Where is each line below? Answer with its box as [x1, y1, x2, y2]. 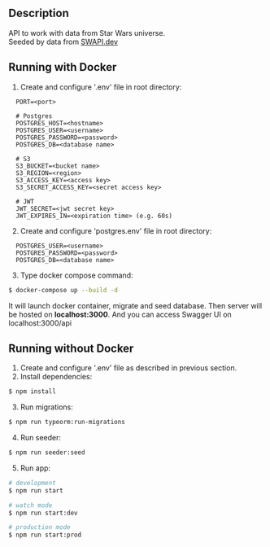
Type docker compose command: [20, 270, 133, 280]
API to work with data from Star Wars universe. [8, 28, 165, 37]
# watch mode [8, 501, 53, 510]
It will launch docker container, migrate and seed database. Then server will [8, 300, 263, 310]
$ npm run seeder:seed [8, 449, 85, 457]
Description [8, 7, 69, 20]
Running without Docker [8, 341, 134, 355]
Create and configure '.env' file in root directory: [20, 81, 182, 92]
